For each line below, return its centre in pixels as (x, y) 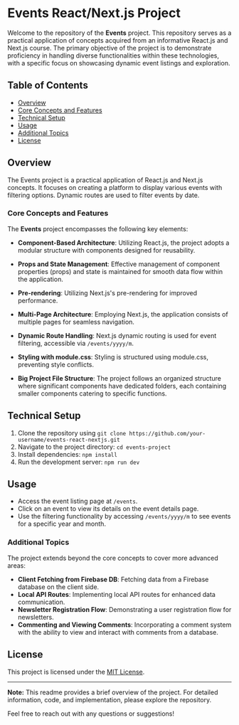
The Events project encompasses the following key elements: (98, 228)
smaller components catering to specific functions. (92, 393)
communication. (41, 602)
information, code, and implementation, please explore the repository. (110, 699)
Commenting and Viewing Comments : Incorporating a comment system (124, 625)
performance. (38, 300)
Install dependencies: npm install (67, 454)
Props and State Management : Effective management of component (119, 264)
